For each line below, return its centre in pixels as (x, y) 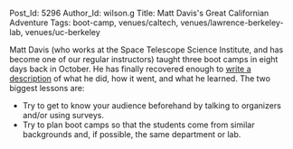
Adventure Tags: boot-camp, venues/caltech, (94, 23)
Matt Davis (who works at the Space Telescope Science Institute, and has (146, 50)
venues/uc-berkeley (63, 32)
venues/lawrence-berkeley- (232, 23)
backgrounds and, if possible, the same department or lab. (132, 134)
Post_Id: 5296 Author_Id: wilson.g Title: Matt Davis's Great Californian (139, 13)
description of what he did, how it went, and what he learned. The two (140, 79)
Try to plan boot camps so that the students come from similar (138, 125)
